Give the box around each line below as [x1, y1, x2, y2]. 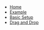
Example [9, 9, 27, 15]
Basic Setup [9, 15, 33, 20]
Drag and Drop [9, 19, 39, 25]
